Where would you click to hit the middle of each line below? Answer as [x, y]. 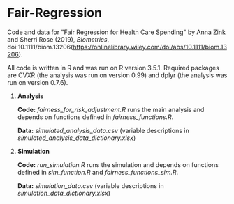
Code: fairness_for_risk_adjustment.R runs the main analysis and [111, 109]
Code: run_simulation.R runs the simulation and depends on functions [118, 164]
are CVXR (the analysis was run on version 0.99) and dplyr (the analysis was [117, 75]
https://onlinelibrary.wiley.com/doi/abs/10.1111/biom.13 [150, 47]
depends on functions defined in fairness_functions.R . [95, 117]
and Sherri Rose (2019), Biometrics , [58, 39]
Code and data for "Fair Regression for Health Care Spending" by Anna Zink [116, 32]
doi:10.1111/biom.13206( [40, 47]
